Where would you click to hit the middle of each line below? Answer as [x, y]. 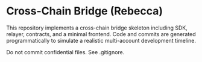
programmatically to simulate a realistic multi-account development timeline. [101, 40]
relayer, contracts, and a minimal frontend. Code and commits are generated [101, 34]
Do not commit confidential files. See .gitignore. [65, 52]
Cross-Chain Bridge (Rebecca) [85, 11]
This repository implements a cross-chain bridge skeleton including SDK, [97, 28]
